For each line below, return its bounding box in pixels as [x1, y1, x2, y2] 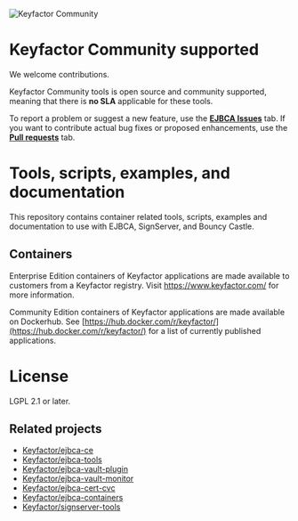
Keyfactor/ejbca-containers [21, 493, 124, 503]
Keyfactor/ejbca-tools [21, 454, 102, 465]
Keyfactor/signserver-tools [21, 501, 121, 512]
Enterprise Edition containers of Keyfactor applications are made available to [9, 270, 290, 281]
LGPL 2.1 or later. [9, 395, 71, 406]
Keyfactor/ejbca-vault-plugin [21, 464, 129, 475]
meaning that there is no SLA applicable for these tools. [9, 95, 213, 106]
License [9, 366, 69, 387]
